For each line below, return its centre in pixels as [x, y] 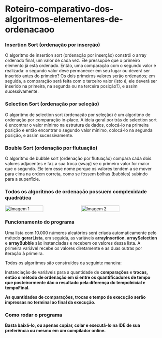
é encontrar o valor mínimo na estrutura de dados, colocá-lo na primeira [77, 125]
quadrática [18, 198]
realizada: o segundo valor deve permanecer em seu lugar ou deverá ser [78, 71]
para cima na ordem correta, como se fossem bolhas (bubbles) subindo [76, 174]
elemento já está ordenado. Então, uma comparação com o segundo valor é [81, 66]
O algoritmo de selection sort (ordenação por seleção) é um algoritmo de [78, 115]
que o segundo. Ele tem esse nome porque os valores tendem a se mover [78, 169]
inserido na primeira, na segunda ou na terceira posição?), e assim [71, 86]
